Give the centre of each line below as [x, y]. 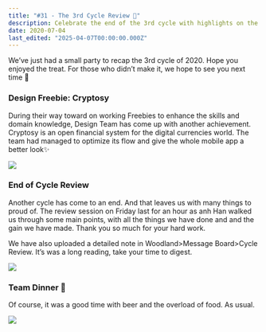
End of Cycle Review [49, 186]
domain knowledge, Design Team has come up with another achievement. [130, 123]
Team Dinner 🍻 [37, 287]
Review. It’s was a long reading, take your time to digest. [100, 252]
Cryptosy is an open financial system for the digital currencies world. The [129, 132]
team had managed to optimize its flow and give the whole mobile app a [126, 141]
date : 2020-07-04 [37, 30]
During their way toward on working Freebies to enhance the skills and [124, 115]
